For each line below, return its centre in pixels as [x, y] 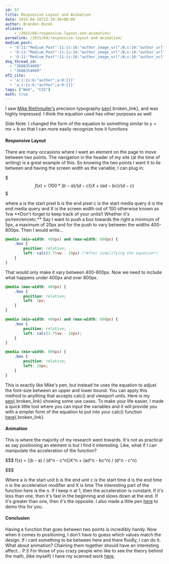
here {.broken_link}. [25, 417]
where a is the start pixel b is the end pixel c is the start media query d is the [84, 203]
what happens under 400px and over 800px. [52, 277]
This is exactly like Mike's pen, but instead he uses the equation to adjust [81, 385]
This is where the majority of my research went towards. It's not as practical [84, 440]
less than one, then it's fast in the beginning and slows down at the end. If [82, 496]
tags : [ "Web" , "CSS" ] [28, 89]
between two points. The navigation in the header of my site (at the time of [82, 157]
